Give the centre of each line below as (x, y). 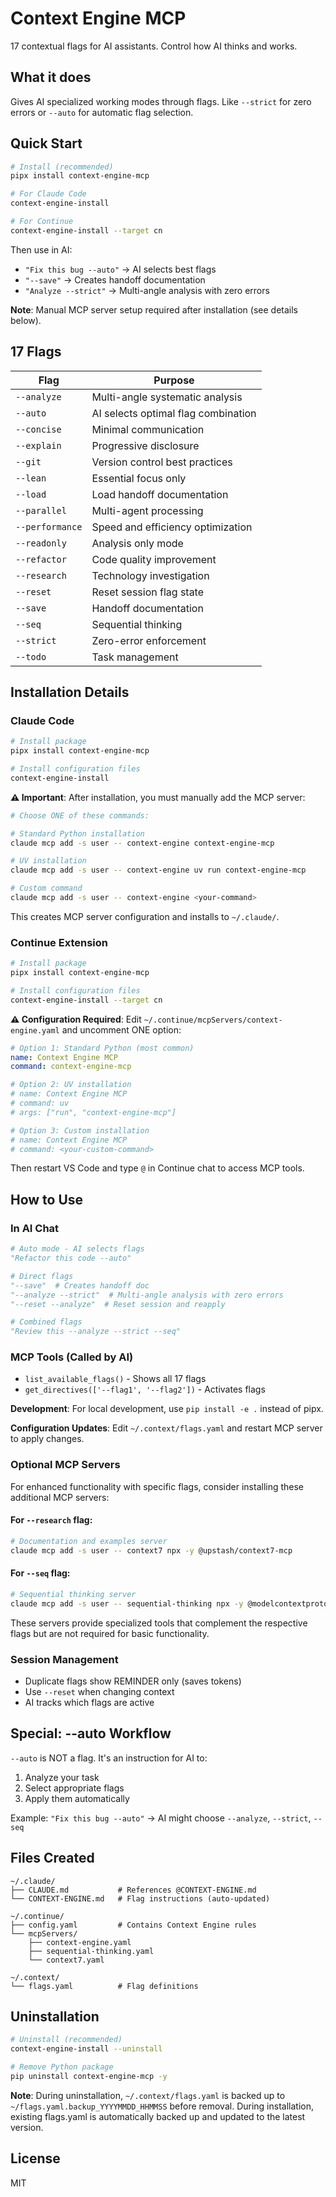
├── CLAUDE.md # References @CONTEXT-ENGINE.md (133, 1890)
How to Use (47, 1199)
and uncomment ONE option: (121, 1029)
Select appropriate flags (74, 1788)
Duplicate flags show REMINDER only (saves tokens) (133, 1681)
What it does (51, 77)
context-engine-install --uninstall (86, 2049)
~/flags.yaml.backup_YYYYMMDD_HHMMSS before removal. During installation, (162, 2106)
